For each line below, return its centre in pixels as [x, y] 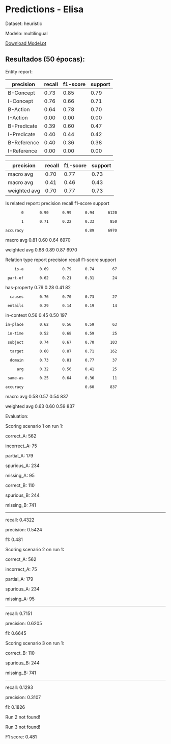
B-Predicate [23, 126]
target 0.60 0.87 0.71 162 [63, 351]
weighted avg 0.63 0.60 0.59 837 [40, 406]
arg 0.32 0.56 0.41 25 [67, 369]
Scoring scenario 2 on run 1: [35, 549]
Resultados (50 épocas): [45, 59]
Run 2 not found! [23, 717]
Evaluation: [17, 416]
